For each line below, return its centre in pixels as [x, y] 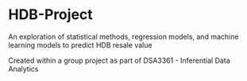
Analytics [23, 68]
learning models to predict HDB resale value [80, 44]
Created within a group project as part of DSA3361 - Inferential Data [119, 60]
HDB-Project [50, 15]
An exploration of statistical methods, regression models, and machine [123, 37]
